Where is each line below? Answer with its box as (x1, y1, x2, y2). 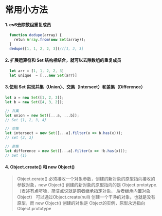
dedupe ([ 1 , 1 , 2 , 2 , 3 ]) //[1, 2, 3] (9, 47, 84, 51)
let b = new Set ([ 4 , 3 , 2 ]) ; (5, 100, 64, 104)
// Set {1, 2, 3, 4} (5, 117, 47, 122)
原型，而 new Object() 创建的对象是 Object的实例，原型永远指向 (17, 200, 145, 206)
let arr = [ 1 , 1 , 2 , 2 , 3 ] (9, 68, 64, 73)
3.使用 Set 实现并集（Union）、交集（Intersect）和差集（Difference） (5, 84, 145, 90)
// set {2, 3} (5, 135, 34, 140)
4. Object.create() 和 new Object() (5, 164, 75, 170)
